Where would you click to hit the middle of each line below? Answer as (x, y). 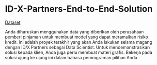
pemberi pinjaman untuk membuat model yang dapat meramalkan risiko (77, 37)
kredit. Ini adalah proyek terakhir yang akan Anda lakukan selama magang (79, 42)
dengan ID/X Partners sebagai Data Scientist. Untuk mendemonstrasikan (78, 47)
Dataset (13, 22)
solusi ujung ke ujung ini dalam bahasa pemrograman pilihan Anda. (72, 57)
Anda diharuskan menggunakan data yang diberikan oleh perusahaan (74, 32)
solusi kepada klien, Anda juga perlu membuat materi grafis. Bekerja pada (79, 52)
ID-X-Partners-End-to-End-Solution (79, 9)
